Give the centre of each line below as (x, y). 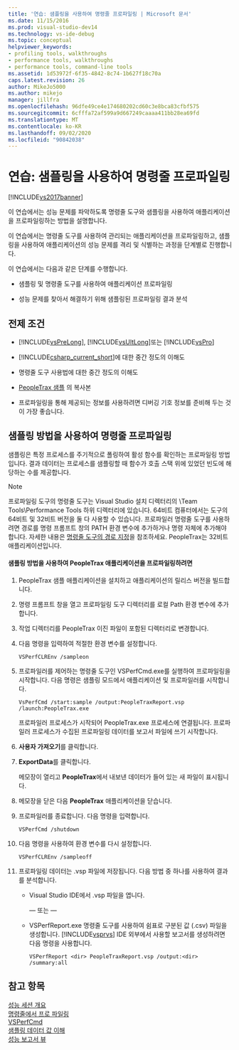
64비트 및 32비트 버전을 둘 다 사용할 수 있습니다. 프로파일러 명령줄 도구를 (110, 519)
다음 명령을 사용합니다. (60, 943)
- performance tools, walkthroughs (61, 60)
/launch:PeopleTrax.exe (54, 709)
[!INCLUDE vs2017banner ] (46, 197)
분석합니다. (42, 880)
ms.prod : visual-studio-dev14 (53, 27)
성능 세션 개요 (27, 1004)
